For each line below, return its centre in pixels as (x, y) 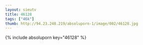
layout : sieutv (21, 10)
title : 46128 (19, 14)
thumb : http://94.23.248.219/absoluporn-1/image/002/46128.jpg (72, 23)
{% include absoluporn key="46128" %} (46, 38)
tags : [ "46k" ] (20, 19)
